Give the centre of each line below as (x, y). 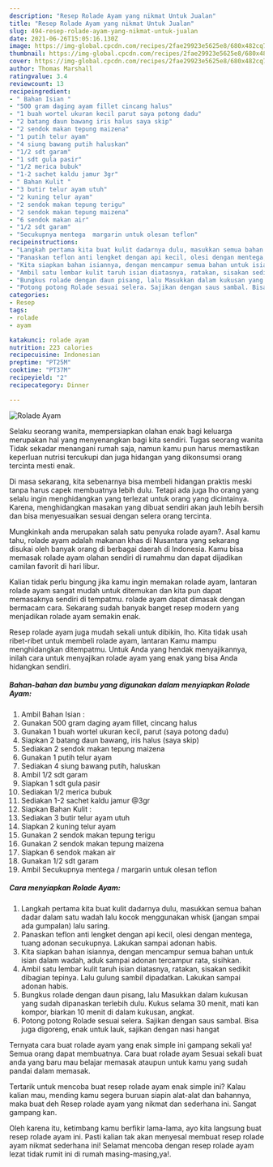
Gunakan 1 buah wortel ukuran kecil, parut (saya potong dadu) (125, 731)
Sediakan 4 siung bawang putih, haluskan (91, 766)
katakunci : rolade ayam (49, 340)
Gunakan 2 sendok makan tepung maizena (92, 843)
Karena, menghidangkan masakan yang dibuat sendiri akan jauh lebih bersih (136, 507)
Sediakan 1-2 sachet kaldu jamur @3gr (85, 800)
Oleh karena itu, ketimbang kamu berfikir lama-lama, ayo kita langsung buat (135, 1128)
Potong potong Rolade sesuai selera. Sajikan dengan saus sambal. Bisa (140, 1020)
